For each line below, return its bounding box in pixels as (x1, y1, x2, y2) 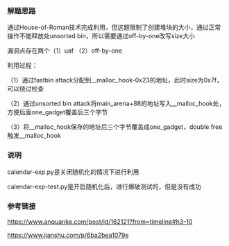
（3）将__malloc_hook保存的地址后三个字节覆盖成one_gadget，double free (7, 123, 223, 131)
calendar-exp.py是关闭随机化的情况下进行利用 (7, 168, 139, 176)
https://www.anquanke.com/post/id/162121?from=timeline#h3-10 (7, 217, 193, 226)
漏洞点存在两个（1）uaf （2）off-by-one (7, 46, 123, 55)
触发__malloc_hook (7, 132, 61, 140)
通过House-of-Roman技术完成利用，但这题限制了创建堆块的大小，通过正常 (7, 23, 221, 32)
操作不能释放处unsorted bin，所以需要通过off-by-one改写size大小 (7, 32, 196, 40)
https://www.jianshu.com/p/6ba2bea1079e (7, 231, 129, 239)
